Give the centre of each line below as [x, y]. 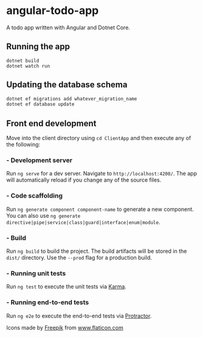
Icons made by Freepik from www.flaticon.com [65, 327]
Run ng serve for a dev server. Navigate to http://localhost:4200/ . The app [102, 174]
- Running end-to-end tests [48, 302]
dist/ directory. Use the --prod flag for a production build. [79, 258]
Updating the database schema [67, 85]
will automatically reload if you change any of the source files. [84, 180]
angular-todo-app [53, 11]
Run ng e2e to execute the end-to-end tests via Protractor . [79, 316]
